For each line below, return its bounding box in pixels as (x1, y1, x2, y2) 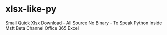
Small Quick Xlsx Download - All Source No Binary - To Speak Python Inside (5, 20, 162, 26)
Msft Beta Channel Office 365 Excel (5, 25, 79, 31)
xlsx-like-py (5, 3, 57, 15)
